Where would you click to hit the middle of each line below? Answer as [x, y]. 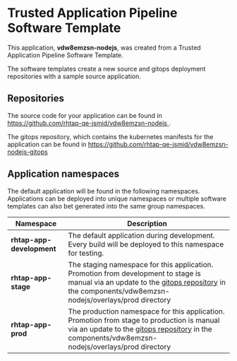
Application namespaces [63, 174]
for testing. [86, 253]
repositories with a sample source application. [74, 76]
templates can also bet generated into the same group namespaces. [107, 206]
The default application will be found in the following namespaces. [104, 191]
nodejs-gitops [28, 152]
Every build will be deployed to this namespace [146, 244]
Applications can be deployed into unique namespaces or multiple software [117, 199]
